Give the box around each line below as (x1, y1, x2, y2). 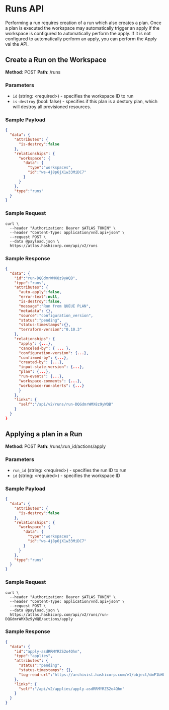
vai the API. (5, 41, 29, 47)
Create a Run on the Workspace (5, 56, 107, 64)
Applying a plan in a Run (5, 430, 82, 438)
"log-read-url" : (18, 672, 53, 677)
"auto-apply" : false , (18, 290, 62, 295)
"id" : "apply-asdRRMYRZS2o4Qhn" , (14, 649, 82, 654)
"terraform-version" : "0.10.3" (18, 327, 82, 332)
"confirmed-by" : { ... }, (18, 355, 69, 360)
